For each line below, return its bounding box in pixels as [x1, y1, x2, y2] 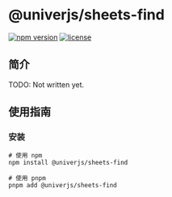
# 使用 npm [8, 152, 43, 160]
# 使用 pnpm [8, 174, 46, 182]
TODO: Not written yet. [8, 79, 85, 90]
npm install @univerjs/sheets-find [8, 159, 128, 167]
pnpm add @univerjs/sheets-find [8, 182, 117, 190]
